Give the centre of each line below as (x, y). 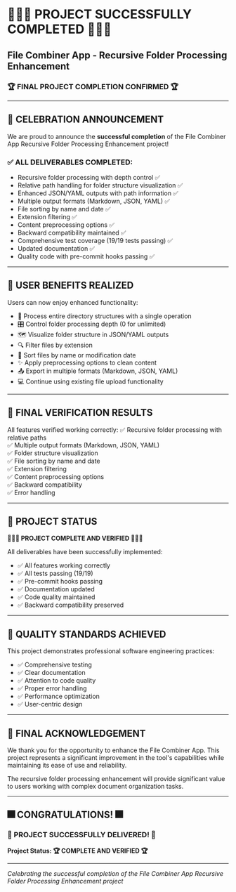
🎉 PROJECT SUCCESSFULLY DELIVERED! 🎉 (82, 835)
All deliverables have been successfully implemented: (85, 552)
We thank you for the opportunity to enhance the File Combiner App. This (113, 750)
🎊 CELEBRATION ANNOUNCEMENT (86, 120)
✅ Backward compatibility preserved (71, 605)
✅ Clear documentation (51, 673)
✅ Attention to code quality (57, 681)
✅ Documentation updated (56, 589)
